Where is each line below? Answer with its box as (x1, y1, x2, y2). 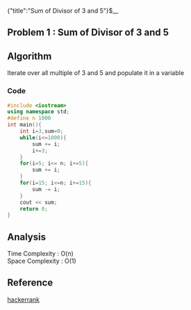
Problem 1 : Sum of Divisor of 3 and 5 (7, 26, 169, 38)
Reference (7, 277, 53, 288)
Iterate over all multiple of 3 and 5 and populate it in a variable (7, 69, 185, 77)
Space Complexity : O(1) (7, 257, 76, 266)
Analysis (7, 231, 47, 243)
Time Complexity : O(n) (7, 250, 74, 258)
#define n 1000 (7, 115, 51, 122)
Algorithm (7, 50, 52, 62)
